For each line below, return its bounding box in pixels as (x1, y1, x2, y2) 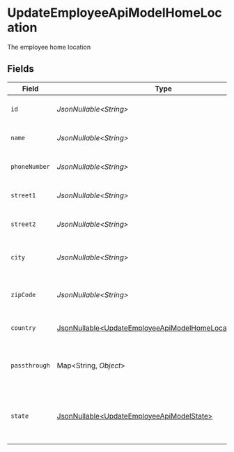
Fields (7, 63, 35, 75)
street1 (10, 191, 36, 199)
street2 (10, 220, 36, 228)
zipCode (10, 291, 36, 299)
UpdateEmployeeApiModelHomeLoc (7, 5, 223, 21)
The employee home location (7, 43, 91, 51)
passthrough (10, 361, 51, 369)
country (10, 324, 36, 332)
